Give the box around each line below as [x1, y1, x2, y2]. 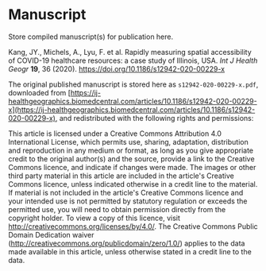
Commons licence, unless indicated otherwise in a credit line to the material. [8, 179, 258, 188]
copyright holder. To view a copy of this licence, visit [8, 213, 181, 223]
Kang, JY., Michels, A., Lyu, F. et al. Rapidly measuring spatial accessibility [8, 47, 252, 56]
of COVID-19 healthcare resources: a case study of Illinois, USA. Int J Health [8, 56, 258, 65]
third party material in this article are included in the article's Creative [8, 171, 234, 180]
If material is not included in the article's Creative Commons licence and [8, 188, 244, 197]
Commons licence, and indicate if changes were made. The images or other [8, 162, 256, 172]
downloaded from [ [8, 87, 71, 97]
